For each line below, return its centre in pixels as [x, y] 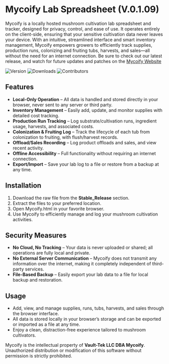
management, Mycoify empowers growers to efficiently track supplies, [79, 45]
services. [35, 269]
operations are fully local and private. [51, 253]
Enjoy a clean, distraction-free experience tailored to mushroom [79, 330]
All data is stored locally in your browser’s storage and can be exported [87, 319]
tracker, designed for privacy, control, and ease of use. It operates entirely [83, 28]
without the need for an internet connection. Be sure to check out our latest [84, 56]
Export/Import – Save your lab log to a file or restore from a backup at [86, 164]
